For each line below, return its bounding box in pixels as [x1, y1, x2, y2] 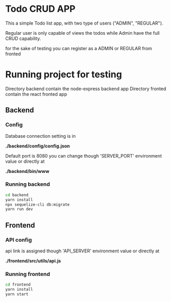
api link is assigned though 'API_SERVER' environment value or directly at [5, 248, 160, 254]
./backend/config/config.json [5, 143, 70, 149]
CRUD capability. [5, 35, 41, 41]
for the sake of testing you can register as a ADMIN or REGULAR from [5, 45, 153, 51]
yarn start [5, 292, 29, 297]
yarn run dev [5, 207, 33, 212]
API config [5, 236, 32, 243]
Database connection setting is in [5, 133, 76, 139]
